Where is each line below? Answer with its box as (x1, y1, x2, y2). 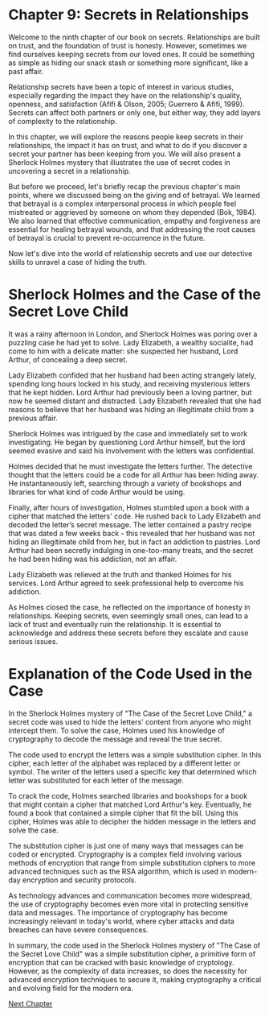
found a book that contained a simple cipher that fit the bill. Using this (8, 807, 238, 818)
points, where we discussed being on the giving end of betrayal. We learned (8, 190, 261, 200)
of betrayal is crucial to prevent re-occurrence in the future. (8, 233, 206, 242)
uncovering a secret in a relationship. (8, 166, 131, 176)
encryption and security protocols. (22, 875, 137, 885)
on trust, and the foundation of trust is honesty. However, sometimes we (8, 40, 247, 50)
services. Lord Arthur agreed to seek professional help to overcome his (8, 578, 244, 588)
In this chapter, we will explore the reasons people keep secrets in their (8, 131, 243, 142)
